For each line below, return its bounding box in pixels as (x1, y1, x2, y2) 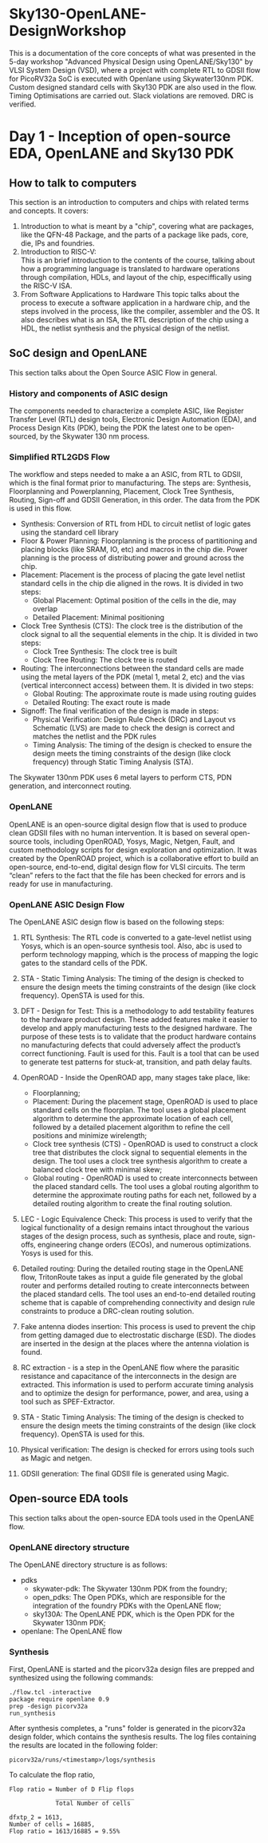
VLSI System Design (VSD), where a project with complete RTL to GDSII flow (9, 65, 261, 74)
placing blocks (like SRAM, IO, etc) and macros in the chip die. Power (20, 545, 248, 555)
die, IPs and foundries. (20, 238, 95, 248)
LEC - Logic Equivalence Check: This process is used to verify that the (20, 1214, 253, 1224)
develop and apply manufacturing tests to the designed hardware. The (20, 1023, 253, 1032)
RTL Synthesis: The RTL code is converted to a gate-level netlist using (20, 932, 252, 942)
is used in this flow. (9, 503, 73, 513)
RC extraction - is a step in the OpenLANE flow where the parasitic (20, 1362, 240, 1372)
